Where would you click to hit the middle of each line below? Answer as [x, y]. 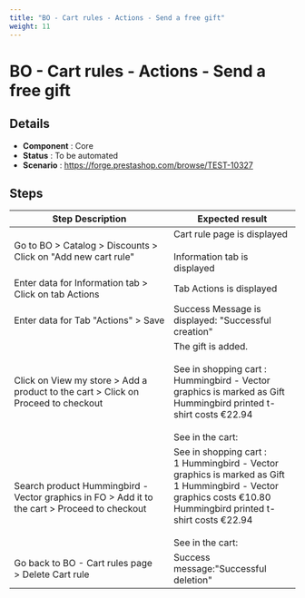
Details [30, 124]
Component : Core [58, 145]
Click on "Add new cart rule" [74, 257]
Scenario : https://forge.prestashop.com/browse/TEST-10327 [138, 165]
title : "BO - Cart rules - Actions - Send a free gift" [117, 18]
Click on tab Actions [57, 294]
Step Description [89, 219]
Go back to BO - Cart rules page [83, 564]
